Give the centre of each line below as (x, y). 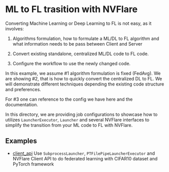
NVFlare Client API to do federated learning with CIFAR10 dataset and (85, 158)
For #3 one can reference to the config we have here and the (69, 99)
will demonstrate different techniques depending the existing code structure (85, 84)
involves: (15, 28)
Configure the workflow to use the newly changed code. (72, 63)
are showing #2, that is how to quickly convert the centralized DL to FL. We (84, 78)
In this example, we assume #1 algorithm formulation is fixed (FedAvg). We (83, 73)
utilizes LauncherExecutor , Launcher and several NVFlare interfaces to (77, 119)
